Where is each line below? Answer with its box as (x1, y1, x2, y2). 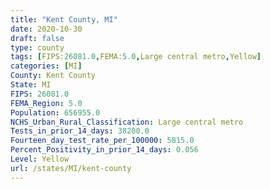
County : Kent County (10, 71, 97, 81)
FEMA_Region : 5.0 (10, 98, 83, 108)
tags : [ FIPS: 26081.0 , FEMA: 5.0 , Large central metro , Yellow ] (10, 52, 262, 62)
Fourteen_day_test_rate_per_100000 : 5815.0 (10, 136, 195, 146)
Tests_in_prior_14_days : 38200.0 (10, 126, 150, 136)
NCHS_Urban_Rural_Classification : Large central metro (10, 117, 244, 127)
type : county (10, 42, 65, 53)
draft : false (10, 33, 65, 43)
